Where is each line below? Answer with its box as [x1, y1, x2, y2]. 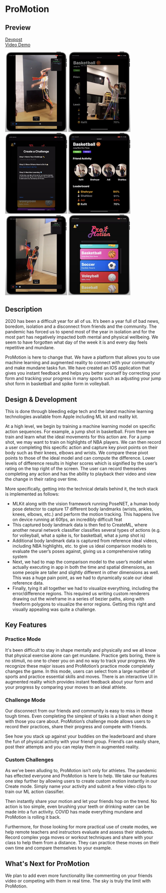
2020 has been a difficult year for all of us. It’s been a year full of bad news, [5, 318, 160, 324]
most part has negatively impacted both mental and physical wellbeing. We [5, 334, 159, 340]
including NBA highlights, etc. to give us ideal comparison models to [12, 543, 152, 549]
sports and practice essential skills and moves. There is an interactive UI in [5, 673, 158, 680]
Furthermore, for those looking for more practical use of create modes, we [5, 824, 157, 830]
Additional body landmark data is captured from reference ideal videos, [12, 538, 159, 543]
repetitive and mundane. [5, 345, 55, 351]
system [12, 554, 28, 559]
